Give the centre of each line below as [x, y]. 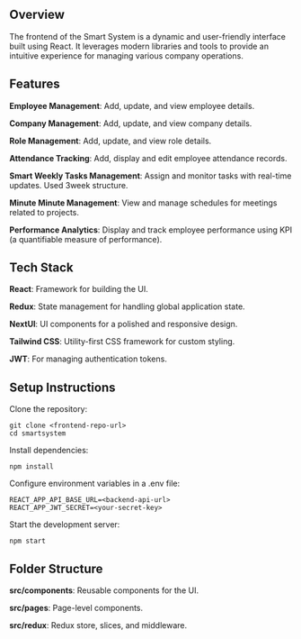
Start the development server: [65, 525]
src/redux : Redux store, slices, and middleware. [98, 625]
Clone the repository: [49, 409]
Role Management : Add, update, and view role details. [111, 141]
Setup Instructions [62, 387]
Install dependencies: [49, 451]
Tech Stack [41, 268]
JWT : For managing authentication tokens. [89, 359]
